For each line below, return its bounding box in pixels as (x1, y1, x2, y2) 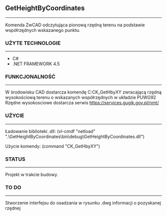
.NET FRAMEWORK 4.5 (12, 61, 60, 67)
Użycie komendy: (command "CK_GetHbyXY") (5, 143, 100, 149)
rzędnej (5, 205, 21, 211)
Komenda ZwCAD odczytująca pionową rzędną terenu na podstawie (5, 22, 145, 28)
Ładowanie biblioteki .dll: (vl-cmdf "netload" (5, 128, 95, 134)
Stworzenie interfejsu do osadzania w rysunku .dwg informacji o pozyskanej (5, 200, 162, 206)
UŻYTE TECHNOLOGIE (5, 39, 61, 46)
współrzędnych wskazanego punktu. (5, 27, 81, 33)
